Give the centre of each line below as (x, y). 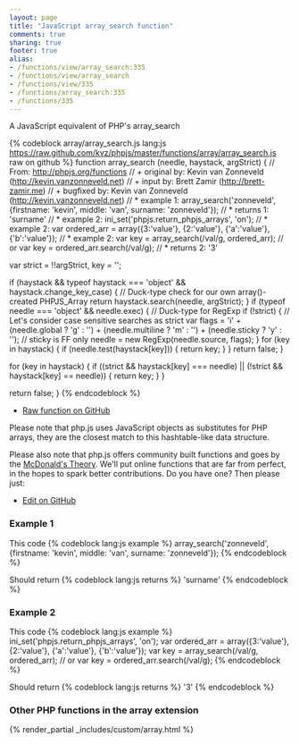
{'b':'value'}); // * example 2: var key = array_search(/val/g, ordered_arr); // (146, 239)
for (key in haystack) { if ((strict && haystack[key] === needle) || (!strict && (146, 367)
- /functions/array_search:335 (67, 92)
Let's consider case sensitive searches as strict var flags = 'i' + (125, 321)
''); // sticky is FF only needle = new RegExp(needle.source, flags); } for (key (149, 340)
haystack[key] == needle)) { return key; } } (87, 376)
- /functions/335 (42, 101)
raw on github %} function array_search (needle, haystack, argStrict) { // (142, 163)
